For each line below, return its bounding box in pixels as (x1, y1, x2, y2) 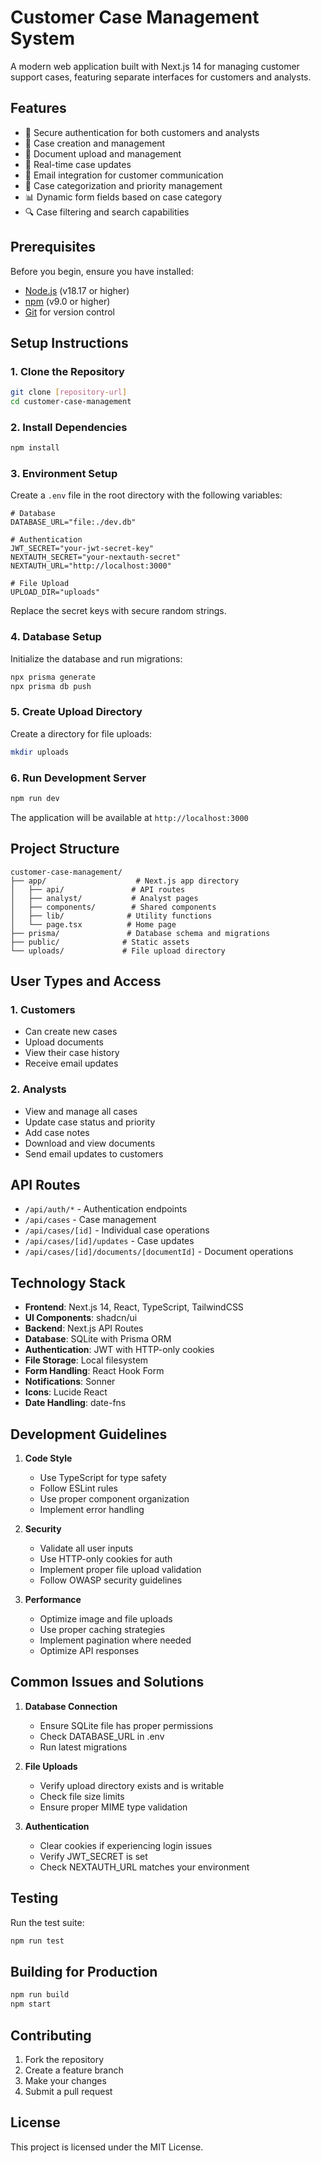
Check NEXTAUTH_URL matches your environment (39, 1861, 250, 1873)
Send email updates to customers (24, 1147, 164, 1160)
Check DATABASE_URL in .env (39, 1730, 165, 1742)
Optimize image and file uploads (39, 1613, 173, 1625)
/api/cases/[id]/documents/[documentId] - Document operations (24, 1246, 294, 1258)
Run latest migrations (39, 1741, 128, 1753)
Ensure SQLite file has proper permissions (39, 1719, 214, 1731)
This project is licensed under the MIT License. (10, 2141, 204, 2153)
